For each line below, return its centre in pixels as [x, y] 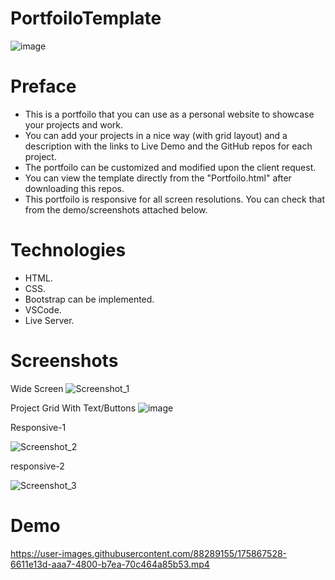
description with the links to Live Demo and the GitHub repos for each [168, 146]
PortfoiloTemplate [86, 18]
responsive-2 [37, 466]
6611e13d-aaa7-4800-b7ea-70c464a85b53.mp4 [110, 564]
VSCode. [43, 309]
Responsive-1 [38, 427]
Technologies [68, 250]
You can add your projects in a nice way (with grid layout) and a [156, 135]
